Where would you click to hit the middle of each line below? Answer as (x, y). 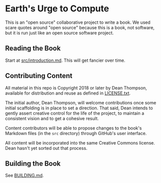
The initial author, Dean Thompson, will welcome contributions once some (81, 102)
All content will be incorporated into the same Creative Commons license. (80, 143)
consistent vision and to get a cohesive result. (52, 118)
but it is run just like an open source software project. (59, 33)
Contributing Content (39, 76)
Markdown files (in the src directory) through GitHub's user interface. (76, 133)
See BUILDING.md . (25, 176)
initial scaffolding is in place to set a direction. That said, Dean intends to (79, 108)
